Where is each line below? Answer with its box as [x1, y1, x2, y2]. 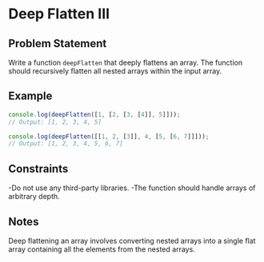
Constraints [8, 161, 69, 176]
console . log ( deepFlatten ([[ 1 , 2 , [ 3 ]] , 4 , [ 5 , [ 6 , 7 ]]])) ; [8, 133, 210, 141]
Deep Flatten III [8, 5, 110, 23]
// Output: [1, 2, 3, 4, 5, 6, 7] [8, 140, 124, 148]
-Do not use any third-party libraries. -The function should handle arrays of [8, 183, 256, 193]
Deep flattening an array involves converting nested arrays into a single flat [8, 236, 256, 245]
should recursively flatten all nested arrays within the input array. [8, 66, 222, 76]
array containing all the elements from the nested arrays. [8, 244, 196, 254]
